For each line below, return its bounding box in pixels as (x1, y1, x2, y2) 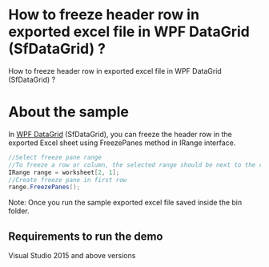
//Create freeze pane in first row (8, 176, 127, 184)
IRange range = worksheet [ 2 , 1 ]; (8, 168, 120, 176)
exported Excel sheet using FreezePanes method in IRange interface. (8, 138, 236, 148)
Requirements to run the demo (8, 229, 163, 243)
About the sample (8, 103, 130, 121)
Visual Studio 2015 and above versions (8, 251, 136, 261)
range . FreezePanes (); (8, 183, 81, 192)
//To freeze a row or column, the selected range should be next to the (8, 160, 256, 169)
